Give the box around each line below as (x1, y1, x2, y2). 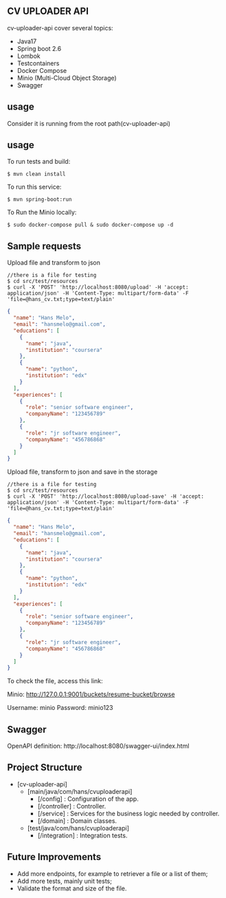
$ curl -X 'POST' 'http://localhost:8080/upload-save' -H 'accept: (7, 493, 205, 500)
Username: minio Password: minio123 (7, 704, 113, 712)
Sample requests (7, 240, 81, 252)
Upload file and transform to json (7, 258, 101, 267)
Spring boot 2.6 (16, 44, 62, 52)
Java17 (16, 37, 37, 45)
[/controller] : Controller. (37, 802, 106, 810)
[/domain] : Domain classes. (37, 816, 117, 825)
